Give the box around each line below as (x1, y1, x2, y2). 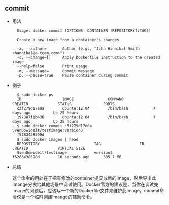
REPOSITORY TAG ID (17, 141, 145, 146)
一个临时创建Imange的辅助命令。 (25, 194, 95, 200)
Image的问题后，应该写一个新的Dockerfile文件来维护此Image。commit (12, 187, 160, 193)
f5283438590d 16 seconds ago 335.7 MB (12, 154, 122, 159)
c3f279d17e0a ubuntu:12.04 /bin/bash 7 (17, 106, 156, 111)
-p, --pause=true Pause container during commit (17, 73, 128, 78)
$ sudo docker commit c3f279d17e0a (17, 123, 92, 128)
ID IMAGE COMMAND (17, 96, 124, 102)
